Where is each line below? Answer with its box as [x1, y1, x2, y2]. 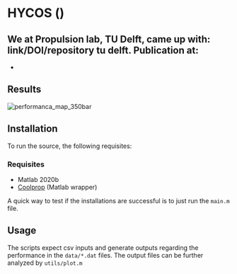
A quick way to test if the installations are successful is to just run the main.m [7, 196, 230, 205]
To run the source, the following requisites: [7, 142, 132, 150]
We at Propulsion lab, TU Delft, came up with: [7, 33, 211, 45]
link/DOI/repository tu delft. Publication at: [7, 44, 200, 56]
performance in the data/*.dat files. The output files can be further [7, 251, 204, 259]
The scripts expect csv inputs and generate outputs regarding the [7, 243, 199, 252]
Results [7, 84, 42, 96]
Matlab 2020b [17, 175, 59, 183]
